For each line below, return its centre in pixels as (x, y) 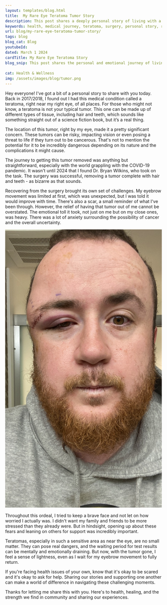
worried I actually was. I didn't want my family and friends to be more (76, 521)
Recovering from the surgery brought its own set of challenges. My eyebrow (83, 191)
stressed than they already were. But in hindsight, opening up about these (81, 526)
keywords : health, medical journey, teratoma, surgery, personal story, (82, 26)
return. (12, 562)
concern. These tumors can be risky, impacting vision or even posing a (78, 135)
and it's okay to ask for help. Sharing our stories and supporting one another (83, 577)
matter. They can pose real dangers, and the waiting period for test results (81, 546)
